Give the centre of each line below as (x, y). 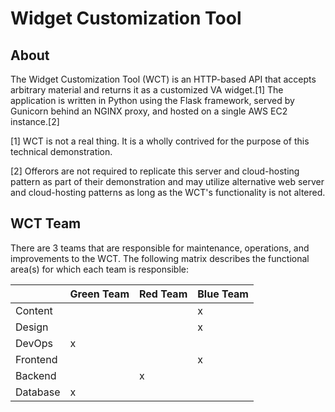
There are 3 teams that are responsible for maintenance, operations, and (160, 248)
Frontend (36, 359)
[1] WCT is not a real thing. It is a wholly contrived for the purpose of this (160, 141)
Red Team (163, 294)
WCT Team (46, 223)
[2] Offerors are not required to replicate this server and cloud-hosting (155, 171)
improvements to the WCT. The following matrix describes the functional (160, 258)
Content (34, 310)
